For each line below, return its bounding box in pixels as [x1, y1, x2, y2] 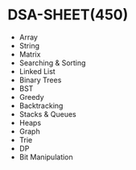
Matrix [19, 49, 41, 59]
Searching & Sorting [19, 58, 86, 68]
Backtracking [19, 101, 64, 110]
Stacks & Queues [19, 109, 77, 118]
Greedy [19, 92, 45, 102]
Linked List [19, 66, 56, 76]
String [19, 40, 40, 50]
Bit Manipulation [19, 151, 73, 162]
